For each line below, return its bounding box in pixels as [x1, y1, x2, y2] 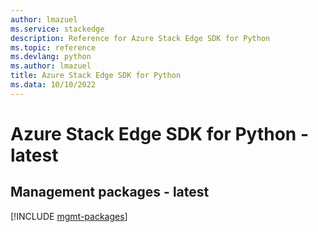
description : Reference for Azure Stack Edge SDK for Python [10, 33, 271, 43]
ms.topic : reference [10, 42, 97, 53]
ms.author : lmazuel [10, 61, 92, 71]
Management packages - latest [10, 184, 210, 201]
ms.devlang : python [10, 52, 92, 62]
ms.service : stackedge [10, 24, 105, 34]
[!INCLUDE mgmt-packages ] [10, 210, 128, 222]
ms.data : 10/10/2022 [10, 80, 97, 90]
